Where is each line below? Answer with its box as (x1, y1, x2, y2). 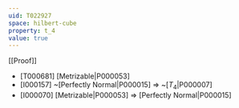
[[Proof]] (8, 56, 38, 66)
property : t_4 (8, 26, 56, 34)
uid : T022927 (8, 11, 52, 20)
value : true (8, 34, 48, 42)
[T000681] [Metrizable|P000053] (19, 71, 131, 81)
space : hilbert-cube (8, 19, 78, 27)
